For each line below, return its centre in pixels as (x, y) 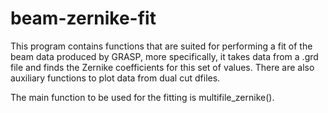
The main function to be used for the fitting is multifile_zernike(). (142, 97)
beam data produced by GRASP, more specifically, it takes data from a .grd (164, 56)
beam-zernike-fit (83, 18)
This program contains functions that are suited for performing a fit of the (161, 46)
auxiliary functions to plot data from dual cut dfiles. (115, 78)
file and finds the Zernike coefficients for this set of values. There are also (162, 67)
